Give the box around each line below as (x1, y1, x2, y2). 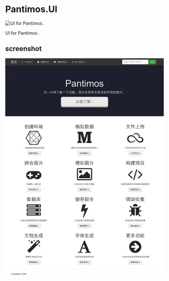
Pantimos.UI (5, 4, 58, 15)
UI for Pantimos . (5, 30, 40, 36)
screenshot (5, 44, 42, 53)
